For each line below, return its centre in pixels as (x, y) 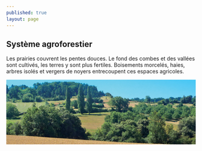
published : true (26, 13)
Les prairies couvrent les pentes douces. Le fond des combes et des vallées (101, 59)
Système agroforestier (49, 44)
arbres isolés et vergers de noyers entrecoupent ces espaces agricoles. (95, 72)
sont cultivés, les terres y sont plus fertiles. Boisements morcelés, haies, (96, 65)
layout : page (23, 19)
